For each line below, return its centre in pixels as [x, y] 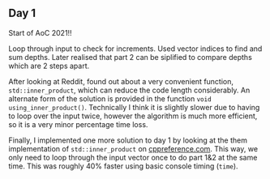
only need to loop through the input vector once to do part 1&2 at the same [133, 157]
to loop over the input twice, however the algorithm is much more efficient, [133, 116]
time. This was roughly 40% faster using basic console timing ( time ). [123, 166]
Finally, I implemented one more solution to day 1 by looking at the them [128, 140]
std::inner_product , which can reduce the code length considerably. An [129, 90]
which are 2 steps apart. [49, 66]
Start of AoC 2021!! [40, 32]
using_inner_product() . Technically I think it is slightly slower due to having [134, 107]
